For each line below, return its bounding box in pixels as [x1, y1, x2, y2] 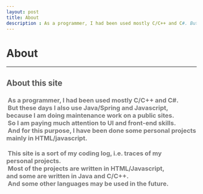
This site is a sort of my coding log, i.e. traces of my [7, 149, 162, 158]
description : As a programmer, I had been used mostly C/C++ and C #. [6, 20, 188, 26]
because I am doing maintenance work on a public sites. [6, 111, 175, 119]
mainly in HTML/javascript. [6, 134, 88, 142]
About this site [6, 78, 63, 88]
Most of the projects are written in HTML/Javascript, [7, 164, 165, 173]
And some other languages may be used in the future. [7, 179, 169, 188]
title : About [6, 15, 39, 21]
